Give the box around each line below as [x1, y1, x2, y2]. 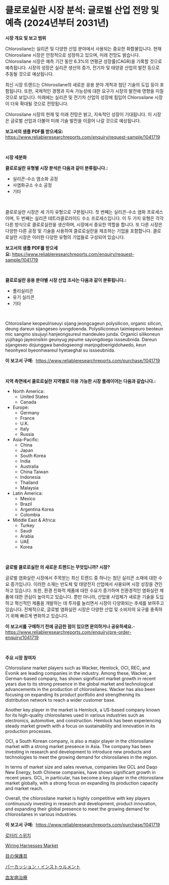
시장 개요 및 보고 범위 [5, 35, 46, 41]
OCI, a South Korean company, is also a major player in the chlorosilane [5, 738, 154, 744]
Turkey [20, 522, 35, 528]
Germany [20, 410, 39, 416]
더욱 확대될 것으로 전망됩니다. [10, 101, 69, 107]
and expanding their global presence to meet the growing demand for [5, 806, 150, 812]
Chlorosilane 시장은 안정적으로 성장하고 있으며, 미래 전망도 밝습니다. [5, 52, 140, 58]
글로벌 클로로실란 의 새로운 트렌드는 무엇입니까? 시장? [5, 564, 110, 570]
